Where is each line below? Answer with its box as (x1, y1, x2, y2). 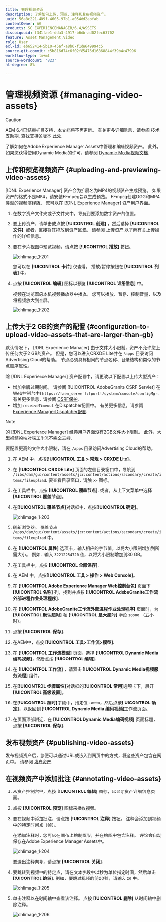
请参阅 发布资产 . (19, 758, 53, 764)
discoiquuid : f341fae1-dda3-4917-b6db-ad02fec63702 (5, 30, 114, 35)
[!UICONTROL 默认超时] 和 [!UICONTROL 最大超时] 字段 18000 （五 (12, 612, 150, 618)
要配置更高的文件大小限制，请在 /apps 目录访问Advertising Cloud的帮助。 (5, 445, 155, 451)
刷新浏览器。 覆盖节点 (12, 524, 58, 530)
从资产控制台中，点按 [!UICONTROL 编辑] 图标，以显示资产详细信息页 (12, 789, 155, 794)
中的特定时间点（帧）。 (12, 822, 59, 828)
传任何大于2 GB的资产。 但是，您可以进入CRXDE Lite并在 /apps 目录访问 (5, 351, 153, 356)
